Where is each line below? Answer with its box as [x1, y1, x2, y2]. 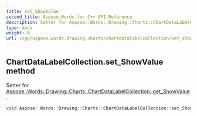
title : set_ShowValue [6, 8, 59, 15]
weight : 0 [6, 30, 30, 36]
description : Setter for [6, 19, 67, 25]
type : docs [6, 24, 33, 31]
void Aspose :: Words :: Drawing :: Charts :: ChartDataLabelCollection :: [6, 105, 172, 111]
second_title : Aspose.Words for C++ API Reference [6, 14, 133, 20]
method [6, 66, 35, 76]
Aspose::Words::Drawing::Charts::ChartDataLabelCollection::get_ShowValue [6, 88, 191, 95]
